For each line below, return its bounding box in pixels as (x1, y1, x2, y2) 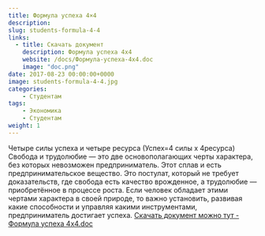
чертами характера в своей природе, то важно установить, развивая (8, 193, 243, 203)
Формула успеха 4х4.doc (8, 219, 93, 228)
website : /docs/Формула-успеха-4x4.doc (22, 56, 154, 64)
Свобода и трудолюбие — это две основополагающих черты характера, (8, 152, 254, 161)
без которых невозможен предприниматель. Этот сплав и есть (8, 159, 222, 170)
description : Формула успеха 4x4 (22, 48, 132, 56)
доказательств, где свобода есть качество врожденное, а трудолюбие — (8, 177, 257, 186)
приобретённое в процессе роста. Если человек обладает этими (8, 185, 229, 194)
